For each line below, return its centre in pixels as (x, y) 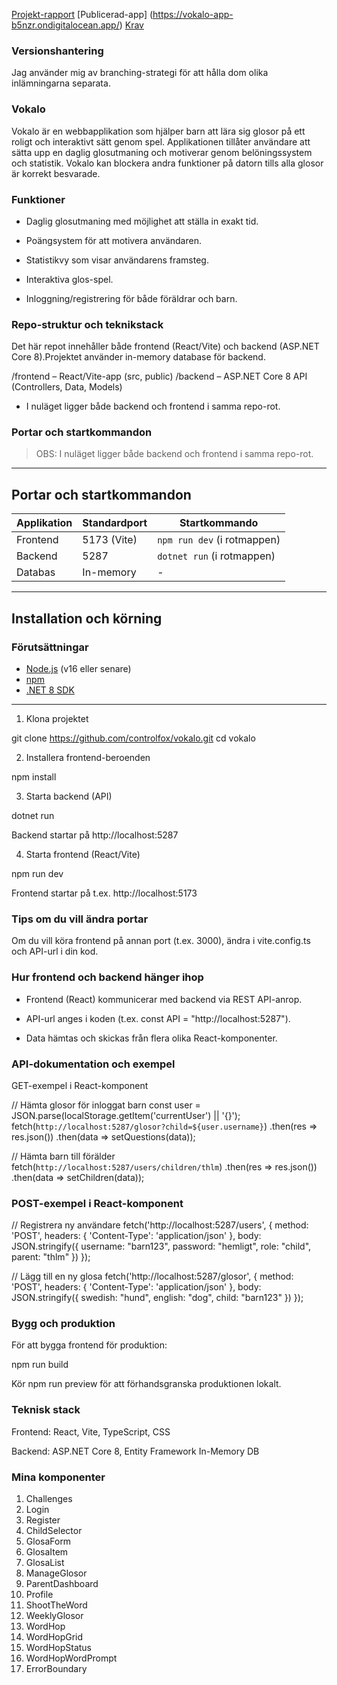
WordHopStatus (58, 1648)
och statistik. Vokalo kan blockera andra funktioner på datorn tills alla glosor (167, 163)
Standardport (115, 523)
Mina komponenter (58, 1477)
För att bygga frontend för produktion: (89, 1345)
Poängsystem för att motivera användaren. (113, 240)
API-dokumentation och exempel (93, 1064)
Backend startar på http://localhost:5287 (95, 835)
